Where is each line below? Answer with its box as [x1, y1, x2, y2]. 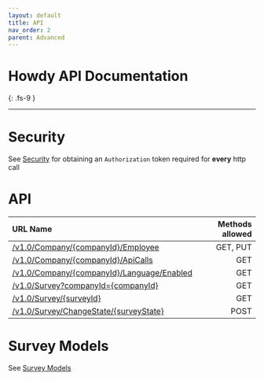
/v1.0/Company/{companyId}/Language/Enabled [12, 267, 192, 279]
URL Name [12, 223, 53, 234]
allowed [222, 229, 252, 240]
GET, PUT [215, 242, 252, 253]
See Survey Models [8, 363, 71, 372]
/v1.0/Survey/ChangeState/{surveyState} [12, 306, 164, 317]
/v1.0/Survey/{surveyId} [12, 293, 101, 304]
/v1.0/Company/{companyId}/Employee [12, 242, 159, 253]
